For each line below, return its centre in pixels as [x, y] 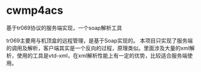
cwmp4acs [35, 10]
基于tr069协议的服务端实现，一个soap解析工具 [64, 28]
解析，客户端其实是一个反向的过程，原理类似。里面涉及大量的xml [108, 48]
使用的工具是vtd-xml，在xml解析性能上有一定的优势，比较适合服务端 [102, 55]
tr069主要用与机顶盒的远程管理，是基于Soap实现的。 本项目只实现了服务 [97, 40]
